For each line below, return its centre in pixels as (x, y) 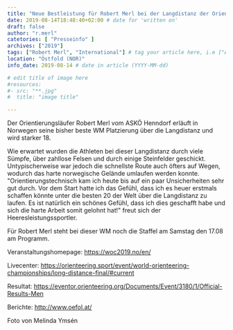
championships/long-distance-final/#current (71, 273)
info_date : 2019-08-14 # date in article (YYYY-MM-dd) (88, 65)
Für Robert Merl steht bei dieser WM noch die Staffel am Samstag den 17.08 (115, 231)
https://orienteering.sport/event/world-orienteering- (115, 265)
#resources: (24, 84)
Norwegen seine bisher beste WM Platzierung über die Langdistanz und (110, 131)
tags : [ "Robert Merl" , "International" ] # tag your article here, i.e (111, 53)
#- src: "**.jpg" (32, 91)
